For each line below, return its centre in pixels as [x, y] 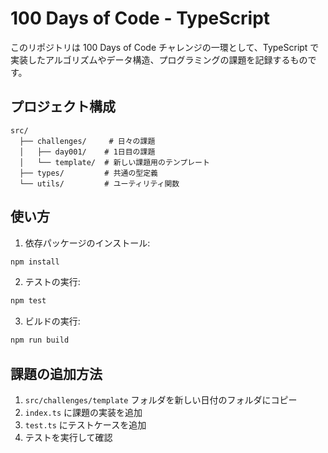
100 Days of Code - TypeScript [140, 18]
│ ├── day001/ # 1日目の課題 [87, 152]
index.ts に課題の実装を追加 [83, 412]
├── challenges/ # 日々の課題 [87, 141]
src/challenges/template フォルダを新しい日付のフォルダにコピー [161, 400]
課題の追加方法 [56, 373]
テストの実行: [52, 282]
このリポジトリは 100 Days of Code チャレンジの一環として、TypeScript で [165, 47]
